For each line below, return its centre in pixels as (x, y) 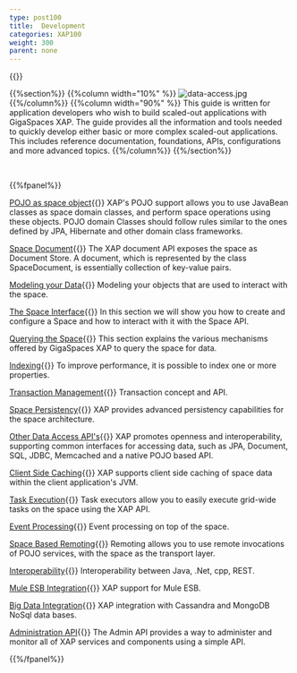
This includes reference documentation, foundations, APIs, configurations (145, 141)
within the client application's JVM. (74, 482)
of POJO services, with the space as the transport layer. (112, 554)
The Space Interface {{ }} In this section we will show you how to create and (147, 312)
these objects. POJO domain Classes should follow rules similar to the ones (148, 222)
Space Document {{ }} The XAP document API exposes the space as (133, 249)
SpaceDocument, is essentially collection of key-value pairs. (120, 268)
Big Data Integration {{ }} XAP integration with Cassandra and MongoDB (140, 606)
